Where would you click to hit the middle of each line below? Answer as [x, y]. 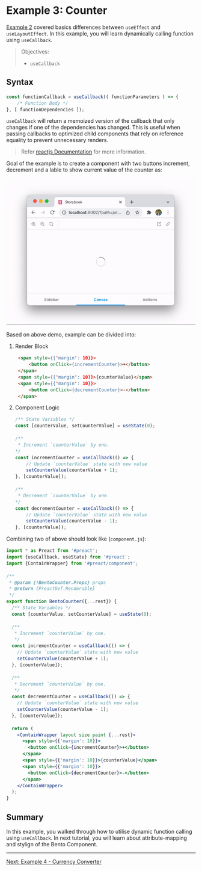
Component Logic [37, 408]
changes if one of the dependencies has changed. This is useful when [93, 128]
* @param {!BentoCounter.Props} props [57, 582]
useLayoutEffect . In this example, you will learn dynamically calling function [100, 33]
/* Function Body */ [43, 103]
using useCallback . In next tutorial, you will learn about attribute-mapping [97, 838]
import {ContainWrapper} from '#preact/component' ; [72, 563]
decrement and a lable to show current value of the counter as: [84, 170]
